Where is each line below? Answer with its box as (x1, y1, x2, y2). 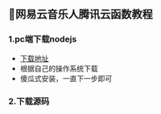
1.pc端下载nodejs (8, 34, 77, 45)
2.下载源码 (8, 96, 50, 107)
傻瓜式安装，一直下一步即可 (19, 73, 113, 83)
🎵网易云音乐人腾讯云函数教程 (8, 7, 153, 22)
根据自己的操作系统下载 (19, 63, 98, 73)
